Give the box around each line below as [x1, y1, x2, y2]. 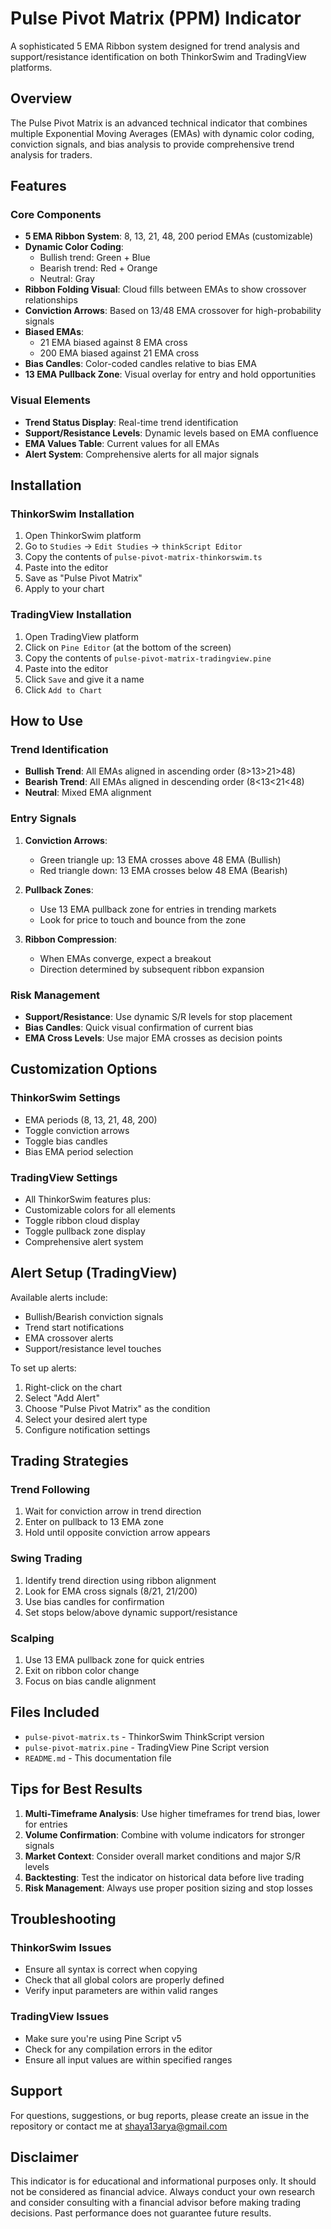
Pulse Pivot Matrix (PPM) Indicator [10, 7, 302, 30]
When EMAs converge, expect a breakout [39, 952, 212, 964]
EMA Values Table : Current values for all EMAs [24, 437, 220, 449]
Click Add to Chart [24, 683, 103, 696]
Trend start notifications [24, 1321, 125, 1333]
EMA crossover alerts [24, 1332, 114, 1344]
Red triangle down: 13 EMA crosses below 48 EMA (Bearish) [39, 864, 288, 876]
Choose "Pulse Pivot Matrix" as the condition [24, 1402, 211, 1414]
